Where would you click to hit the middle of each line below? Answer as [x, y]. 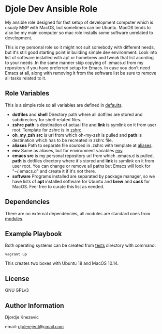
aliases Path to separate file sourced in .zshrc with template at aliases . [82, 145]
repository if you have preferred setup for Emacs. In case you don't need [78, 68]
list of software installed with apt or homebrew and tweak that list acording [79, 57]
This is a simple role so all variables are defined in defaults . [64, 105]
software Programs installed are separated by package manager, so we [83, 176]
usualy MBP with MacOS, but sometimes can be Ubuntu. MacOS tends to [78, 27]
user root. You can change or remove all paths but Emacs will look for [81, 166]
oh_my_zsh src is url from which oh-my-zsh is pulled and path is [77, 135]
